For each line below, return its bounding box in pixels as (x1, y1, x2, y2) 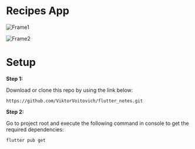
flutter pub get (6, 137, 46, 143)
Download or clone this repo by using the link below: (6, 87, 133, 94)
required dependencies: (6, 125, 64, 133)
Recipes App (6, 4, 69, 18)
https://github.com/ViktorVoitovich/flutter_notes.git (6, 98, 143, 104)
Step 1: (6, 75, 23, 82)
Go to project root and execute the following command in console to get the (6, 120, 189, 127)
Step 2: (6, 108, 25, 115)
